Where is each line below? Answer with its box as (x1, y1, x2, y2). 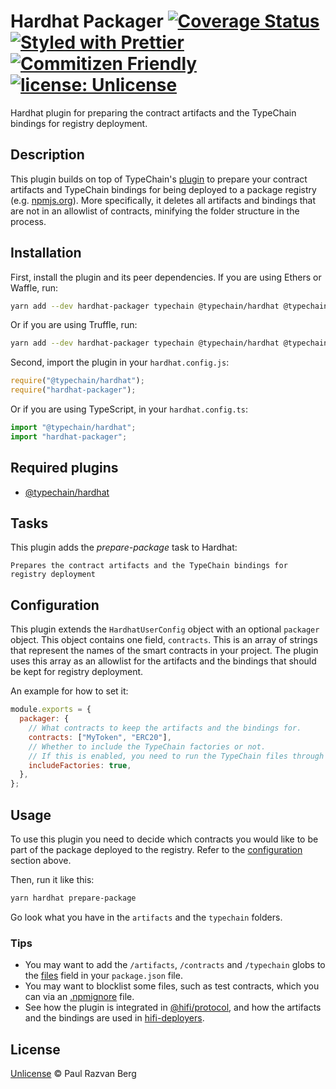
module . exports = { (10, 705, 92, 715)
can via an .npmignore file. (24, 991, 135, 1003)
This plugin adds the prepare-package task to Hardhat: (10, 541, 238, 554)
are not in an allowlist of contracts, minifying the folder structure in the (10, 205, 300, 217)
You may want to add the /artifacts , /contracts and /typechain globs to (24, 959, 326, 971)
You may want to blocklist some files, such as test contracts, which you (24, 980, 320, 992)
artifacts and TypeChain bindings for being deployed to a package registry (10, 183, 317, 195)
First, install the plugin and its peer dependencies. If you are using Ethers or (10, 271, 322, 283)
